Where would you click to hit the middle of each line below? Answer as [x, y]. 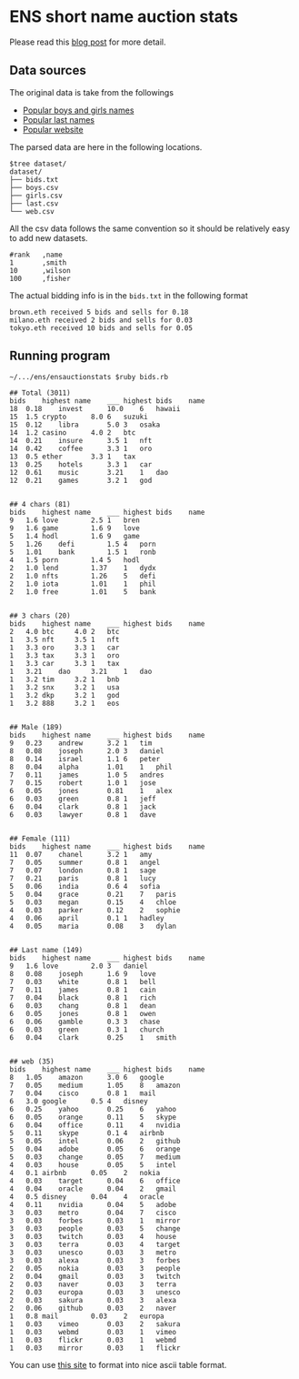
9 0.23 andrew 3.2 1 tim [81, 743]
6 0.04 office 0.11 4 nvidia [95, 1125]
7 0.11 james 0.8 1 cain [83, 990]
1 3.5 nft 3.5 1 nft [65, 639]
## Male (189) [36, 727]
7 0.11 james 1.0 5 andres [87, 775]
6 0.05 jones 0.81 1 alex [91, 790]
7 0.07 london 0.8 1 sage [83, 871]
